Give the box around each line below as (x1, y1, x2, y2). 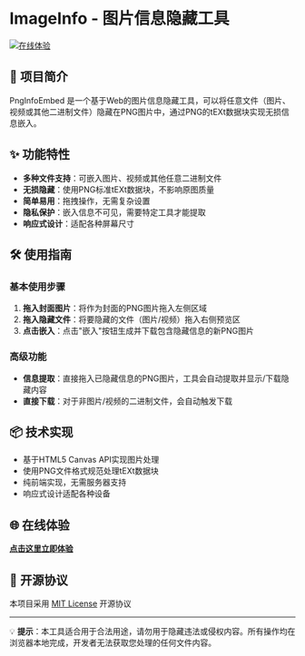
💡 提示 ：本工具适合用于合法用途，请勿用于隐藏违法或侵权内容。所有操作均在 (9, 625, 296, 636)
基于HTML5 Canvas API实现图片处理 (22, 455, 160, 465)
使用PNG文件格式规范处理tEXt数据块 (22, 465, 159, 476)
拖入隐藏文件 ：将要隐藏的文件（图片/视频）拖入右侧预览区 (22, 314, 241, 325)
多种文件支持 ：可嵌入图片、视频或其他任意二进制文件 (22, 172, 222, 183)
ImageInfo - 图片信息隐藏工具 (9, 8, 230, 29)
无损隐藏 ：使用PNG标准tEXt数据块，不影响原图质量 (22, 183, 215, 195)
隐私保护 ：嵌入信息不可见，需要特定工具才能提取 (22, 206, 206, 218)
